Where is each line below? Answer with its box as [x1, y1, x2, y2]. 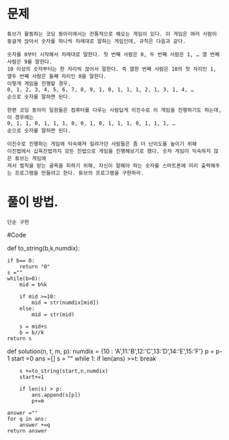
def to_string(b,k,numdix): [7, 244, 80, 252]
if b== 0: [7, 257, 36, 264]
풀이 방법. [7, 194, 59, 210]
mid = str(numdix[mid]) [31, 299, 99, 306]
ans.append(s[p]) [31, 391, 81, 398]
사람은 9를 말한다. [7, 58, 53, 65]
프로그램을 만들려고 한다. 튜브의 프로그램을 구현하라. [14, 169, 144, 177]
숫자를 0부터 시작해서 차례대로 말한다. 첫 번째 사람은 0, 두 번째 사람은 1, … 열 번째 [7, 51, 220, 58]
